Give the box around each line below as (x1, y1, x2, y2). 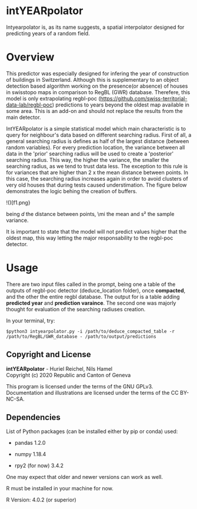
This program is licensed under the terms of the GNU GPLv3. (6, 382, 153, 390)
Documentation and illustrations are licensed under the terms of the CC (6, 389, 179, 396)
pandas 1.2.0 (14, 440, 46, 447)
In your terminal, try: (6, 317, 55, 324)
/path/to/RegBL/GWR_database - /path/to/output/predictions (6, 334, 157, 340)
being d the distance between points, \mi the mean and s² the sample (6, 210, 175, 217)
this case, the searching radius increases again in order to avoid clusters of (6, 175, 188, 182)
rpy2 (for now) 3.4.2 (14, 462, 64, 469)
